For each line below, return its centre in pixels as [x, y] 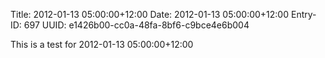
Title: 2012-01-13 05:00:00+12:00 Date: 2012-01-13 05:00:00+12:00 [150, 14]
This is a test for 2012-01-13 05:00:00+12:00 [102, 44]
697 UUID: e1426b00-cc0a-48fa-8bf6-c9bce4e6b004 [136, 25]
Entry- [303, 14]
